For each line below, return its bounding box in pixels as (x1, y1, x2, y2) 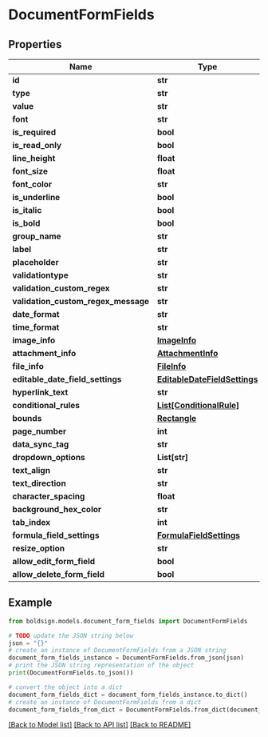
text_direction (12, 478, 66, 489)
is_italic (12, 205, 42, 215)
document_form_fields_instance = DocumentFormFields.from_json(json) (8, 654, 245, 662)
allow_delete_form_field (12, 569, 105, 579)
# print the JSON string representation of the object (8, 662, 195, 670)
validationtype (12, 270, 69, 281)
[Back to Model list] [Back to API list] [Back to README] (8, 720, 191, 730)
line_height (12, 153, 56, 163)
